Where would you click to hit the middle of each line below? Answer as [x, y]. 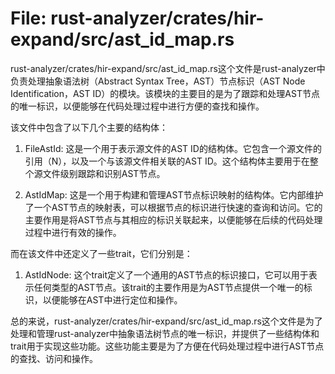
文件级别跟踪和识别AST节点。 [104, 173]
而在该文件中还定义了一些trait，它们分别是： [101, 253]
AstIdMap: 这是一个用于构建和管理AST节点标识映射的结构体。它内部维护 [174, 194]
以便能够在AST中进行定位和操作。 [112, 299]
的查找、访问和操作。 [54, 358]
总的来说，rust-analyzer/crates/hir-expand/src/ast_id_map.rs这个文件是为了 [166, 321]
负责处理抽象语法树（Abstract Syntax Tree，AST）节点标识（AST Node [158, 81]
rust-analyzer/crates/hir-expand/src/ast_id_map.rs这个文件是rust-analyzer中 [168, 68]
